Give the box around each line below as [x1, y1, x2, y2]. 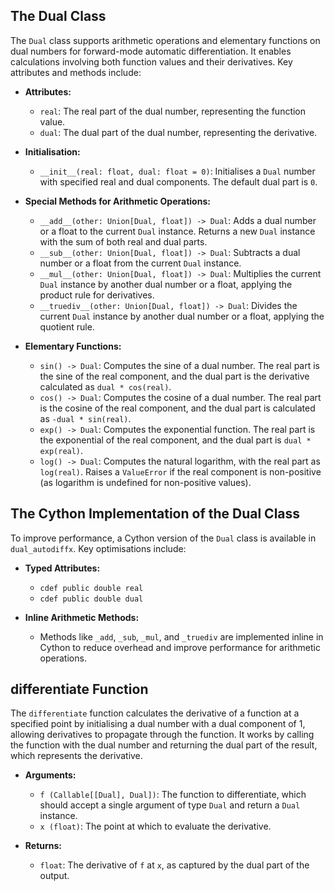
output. [39, 870, 70, 882]
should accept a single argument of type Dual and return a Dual [39, 799, 301, 811]
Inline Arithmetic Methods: [24, 611, 140, 623]
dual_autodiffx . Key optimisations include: [10, 542, 187, 554]
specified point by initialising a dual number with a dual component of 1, [10, 718, 306, 730]
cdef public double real [39, 583, 144, 593]
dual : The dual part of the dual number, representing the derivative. [39, 126, 318, 138]
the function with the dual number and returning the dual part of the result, [10, 739, 318, 751]
